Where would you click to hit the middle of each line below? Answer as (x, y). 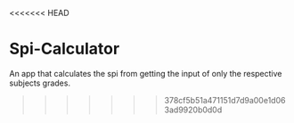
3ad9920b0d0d (193, 110)
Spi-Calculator (65, 49)
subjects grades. (40, 83)
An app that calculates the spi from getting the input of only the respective (146, 73)
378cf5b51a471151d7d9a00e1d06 (225, 100)
